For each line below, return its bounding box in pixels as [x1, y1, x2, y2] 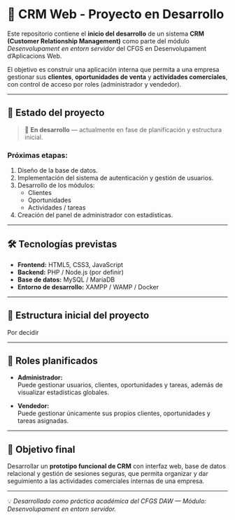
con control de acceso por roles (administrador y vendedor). [7, 80, 182, 88]
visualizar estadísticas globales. [17, 388, 110, 397]
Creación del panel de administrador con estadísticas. [17, 211, 173, 219]
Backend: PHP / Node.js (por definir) [17, 268, 124, 276]
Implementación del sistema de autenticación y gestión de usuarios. [17, 174, 214, 182]
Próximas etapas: [7, 150, 68, 160]
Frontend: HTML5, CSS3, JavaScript [17, 260, 124, 268]
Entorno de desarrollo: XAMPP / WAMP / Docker [17, 282, 159, 291]
